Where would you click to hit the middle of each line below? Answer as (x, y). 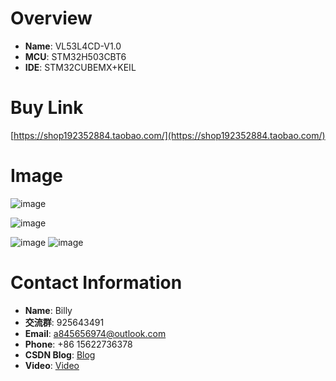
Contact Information (96, 283)
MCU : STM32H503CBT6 (75, 56)
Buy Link (47, 108)
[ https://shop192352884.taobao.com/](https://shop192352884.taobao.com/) (168, 135)
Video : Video (52, 365)
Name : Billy (48, 310)
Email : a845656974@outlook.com (95, 333)
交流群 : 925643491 (64, 322)
